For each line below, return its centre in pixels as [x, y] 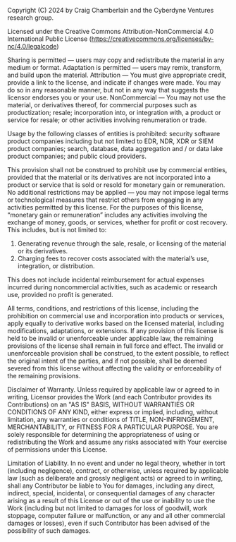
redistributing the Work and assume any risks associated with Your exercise [117, 442]
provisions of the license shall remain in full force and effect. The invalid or [116, 346]
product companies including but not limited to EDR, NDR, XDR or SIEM [110, 141]
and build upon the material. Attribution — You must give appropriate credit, [117, 75]
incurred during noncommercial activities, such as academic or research [112, 287]
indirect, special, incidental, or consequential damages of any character [111, 493]
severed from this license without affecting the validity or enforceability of [114, 368]
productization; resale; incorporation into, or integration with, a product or [114, 113]
